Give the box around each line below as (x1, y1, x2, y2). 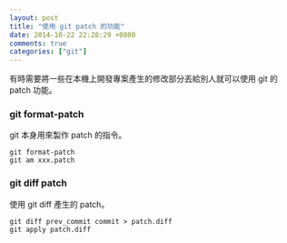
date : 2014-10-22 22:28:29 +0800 (9, 30, 136, 39)
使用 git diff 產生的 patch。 (9, 198, 110, 209)
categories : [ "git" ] (9, 47, 88, 56)
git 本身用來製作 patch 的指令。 (9, 129, 127, 141)
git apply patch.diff (9, 225, 92, 234)
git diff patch (9, 177, 68, 189)
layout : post (9, 13, 59, 23)
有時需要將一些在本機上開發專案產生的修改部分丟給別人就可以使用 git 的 (9, 74, 279, 85)
